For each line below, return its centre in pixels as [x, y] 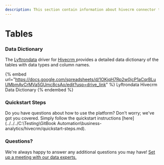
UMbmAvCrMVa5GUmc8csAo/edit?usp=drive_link [56, 85]
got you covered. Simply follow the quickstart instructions [63, 118]
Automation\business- [79, 124]
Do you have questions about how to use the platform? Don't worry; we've [80, 113]
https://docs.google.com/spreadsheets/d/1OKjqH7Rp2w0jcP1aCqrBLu [85, 80]
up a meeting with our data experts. [41, 157]
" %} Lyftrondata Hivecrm [132, 85]
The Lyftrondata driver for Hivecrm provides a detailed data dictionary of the [82, 60]
